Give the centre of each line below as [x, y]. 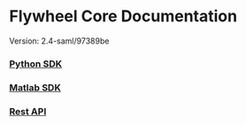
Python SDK [36, 64]
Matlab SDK [35, 88]
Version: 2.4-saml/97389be [59, 41]
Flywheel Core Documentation [123, 16]
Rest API [28, 111]
